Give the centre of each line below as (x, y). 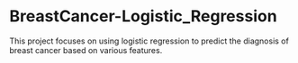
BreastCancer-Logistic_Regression (143, 16)
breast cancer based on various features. (86, 50)
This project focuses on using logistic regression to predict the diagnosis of (149, 41)
